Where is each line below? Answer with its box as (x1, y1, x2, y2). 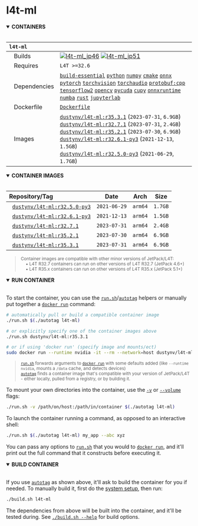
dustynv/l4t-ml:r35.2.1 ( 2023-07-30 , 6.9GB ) (60, 127, 181, 135)
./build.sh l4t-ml (6, 496, 51, 502)
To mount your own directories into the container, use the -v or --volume (6, 387, 181, 394)
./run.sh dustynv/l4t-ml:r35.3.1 (6, 333, 88, 340)
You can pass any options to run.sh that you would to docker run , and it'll (6, 443, 184, 450)
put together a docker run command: (6, 300, 96, 307)
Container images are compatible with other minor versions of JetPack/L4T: (20, 255, 174, 262)
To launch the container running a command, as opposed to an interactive (6, 415, 186, 422)
